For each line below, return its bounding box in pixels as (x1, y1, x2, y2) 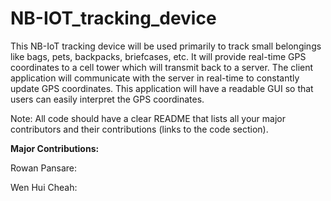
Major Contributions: (10, 142, 100, 154)
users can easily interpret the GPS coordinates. (10, 93, 205, 105)
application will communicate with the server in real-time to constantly (10, 72, 300, 84)
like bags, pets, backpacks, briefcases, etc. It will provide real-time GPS (10, 50, 307, 62)
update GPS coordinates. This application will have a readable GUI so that (10, 82, 314, 94)
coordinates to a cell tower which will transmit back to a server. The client (10, 61, 314, 73)
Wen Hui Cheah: (10, 181, 78, 193)
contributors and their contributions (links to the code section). (10, 123, 269, 135)
